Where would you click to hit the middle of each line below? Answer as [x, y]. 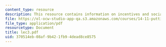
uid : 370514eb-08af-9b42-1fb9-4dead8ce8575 [51, 37]
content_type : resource [30, 10]
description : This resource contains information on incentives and [77, 14]
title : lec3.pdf [22, 32]
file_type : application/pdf [34, 23]
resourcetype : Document [30, 28]
